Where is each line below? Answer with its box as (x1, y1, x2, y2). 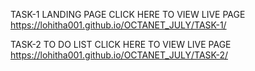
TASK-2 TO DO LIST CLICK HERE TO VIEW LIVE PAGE (10, 39, 232, 50)
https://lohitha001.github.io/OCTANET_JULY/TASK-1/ (10, 19, 227, 31)
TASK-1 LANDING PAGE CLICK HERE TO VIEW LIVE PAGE (10, 9, 246, 20)
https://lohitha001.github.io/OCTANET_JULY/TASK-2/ (10, 49, 229, 61)
